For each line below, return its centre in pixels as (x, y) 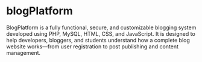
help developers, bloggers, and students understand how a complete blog (98, 40)
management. (24, 52)
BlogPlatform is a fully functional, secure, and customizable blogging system (101, 27)
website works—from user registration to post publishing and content (93, 46)
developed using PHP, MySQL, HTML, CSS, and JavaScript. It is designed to (101, 33)
